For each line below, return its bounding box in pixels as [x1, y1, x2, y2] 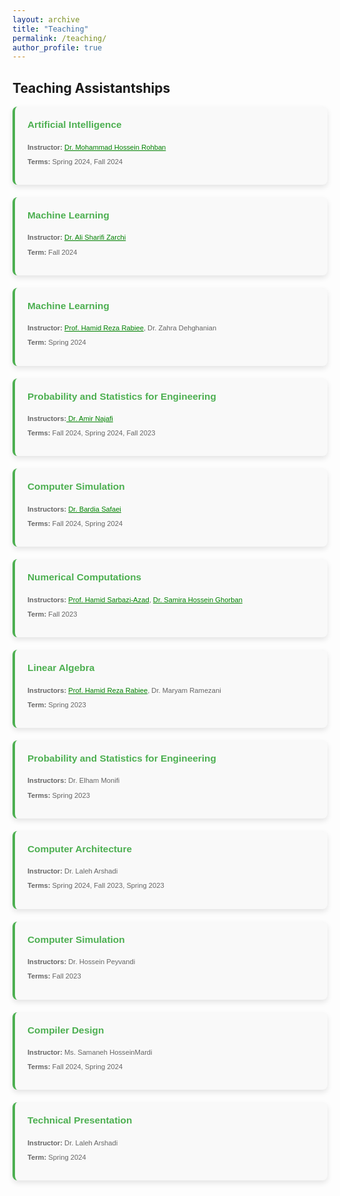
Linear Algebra [27, 662, 95, 674]
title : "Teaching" [12, 24, 89, 34]
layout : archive [12, 14, 80, 25]
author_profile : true [12, 42, 103, 53]
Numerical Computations [27, 571, 142, 583]
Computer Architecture [27, 842, 133, 855]
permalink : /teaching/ [12, 33, 107, 43]
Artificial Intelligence [27, 119, 122, 131]
